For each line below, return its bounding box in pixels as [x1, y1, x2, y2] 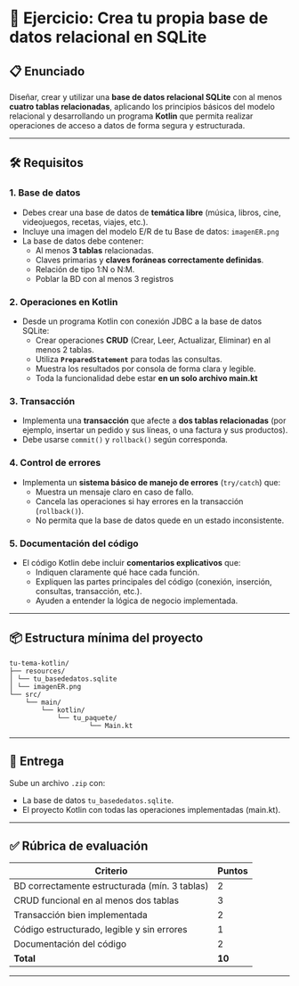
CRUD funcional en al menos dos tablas [13, 894, 180, 907]
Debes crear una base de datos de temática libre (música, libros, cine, [21, 207, 282, 218]
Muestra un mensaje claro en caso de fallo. [35, 486, 194, 497]
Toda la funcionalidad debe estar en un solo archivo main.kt [35, 372, 258, 383]
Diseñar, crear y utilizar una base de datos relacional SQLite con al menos [9, 92, 283, 102]
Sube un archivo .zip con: [9, 777, 106, 788]
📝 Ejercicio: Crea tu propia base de [9, 8, 269, 29]
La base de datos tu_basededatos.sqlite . [21, 794, 174, 806]
